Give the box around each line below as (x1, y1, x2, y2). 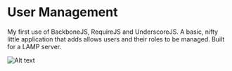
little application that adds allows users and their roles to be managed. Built (7, 34, 225, 43)
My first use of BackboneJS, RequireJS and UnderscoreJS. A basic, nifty (7, 27, 219, 36)
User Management (7, 4, 118, 20)
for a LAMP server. (7, 42, 62, 51)
